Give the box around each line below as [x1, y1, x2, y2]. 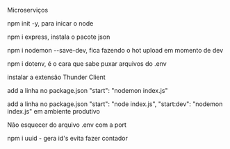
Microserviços [7, 6, 49, 14]
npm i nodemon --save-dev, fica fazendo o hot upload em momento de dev [7, 46, 224, 54]
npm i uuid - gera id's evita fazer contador [7, 134, 129, 142]
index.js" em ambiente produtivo [7, 107, 101, 115]
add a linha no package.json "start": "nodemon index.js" [7, 87, 168, 94]
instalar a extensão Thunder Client [7, 73, 106, 81]
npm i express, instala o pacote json [7, 33, 110, 41]
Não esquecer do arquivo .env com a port [7, 121, 127, 129]
